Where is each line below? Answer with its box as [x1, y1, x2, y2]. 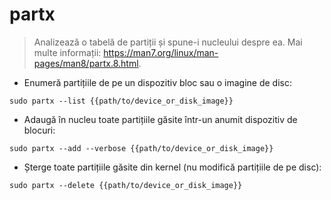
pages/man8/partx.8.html [33, 57, 139, 69]
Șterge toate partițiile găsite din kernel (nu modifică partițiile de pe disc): [23, 161, 322, 173]
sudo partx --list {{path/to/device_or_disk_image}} [9, 96, 234, 106]
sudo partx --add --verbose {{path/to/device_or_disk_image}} [9, 143, 274, 153]
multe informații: [33, 46, 102, 58]
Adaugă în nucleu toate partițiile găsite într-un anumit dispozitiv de [23, 113, 298, 125]
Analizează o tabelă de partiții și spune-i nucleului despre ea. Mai [33, 36, 303, 48]
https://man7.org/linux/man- [103, 46, 219, 58]
